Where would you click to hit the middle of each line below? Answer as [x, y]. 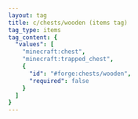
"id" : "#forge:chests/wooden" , [80, 74]
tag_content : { [33, 37]
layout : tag [27, 15]
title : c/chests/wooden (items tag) [68, 23]
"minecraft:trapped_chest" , [68, 59]
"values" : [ [35, 45]
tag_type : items [34, 30]
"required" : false [59, 81]
